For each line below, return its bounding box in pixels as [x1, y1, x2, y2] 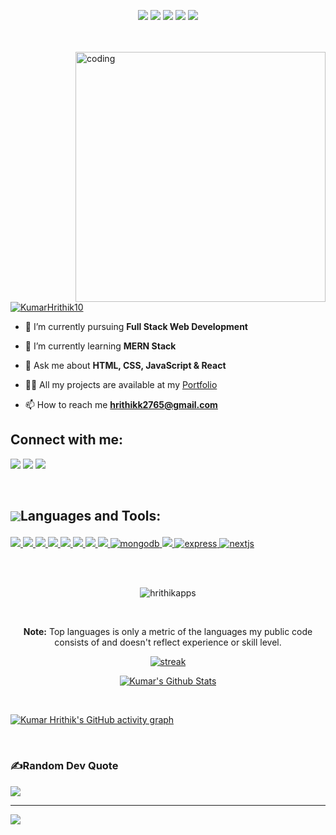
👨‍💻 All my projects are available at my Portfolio [24, 379, 218, 390]
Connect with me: [10, 431, 124, 449]
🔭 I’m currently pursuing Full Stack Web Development [24, 321, 248, 332]
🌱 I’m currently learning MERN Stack [24, 340, 177, 352]
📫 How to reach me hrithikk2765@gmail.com [24, 399, 218, 410]
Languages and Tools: [20, 508, 162, 525]
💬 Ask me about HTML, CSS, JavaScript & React [24, 360, 227, 371]
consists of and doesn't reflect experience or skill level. [54, 636, 282, 649]
